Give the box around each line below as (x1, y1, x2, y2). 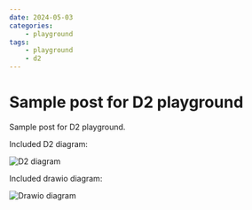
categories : (9, 21, 53, 30)
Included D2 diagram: (9, 138, 89, 149)
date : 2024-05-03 (9, 12, 74, 22)
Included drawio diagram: (9, 173, 103, 183)
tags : (9, 37, 29, 47)
